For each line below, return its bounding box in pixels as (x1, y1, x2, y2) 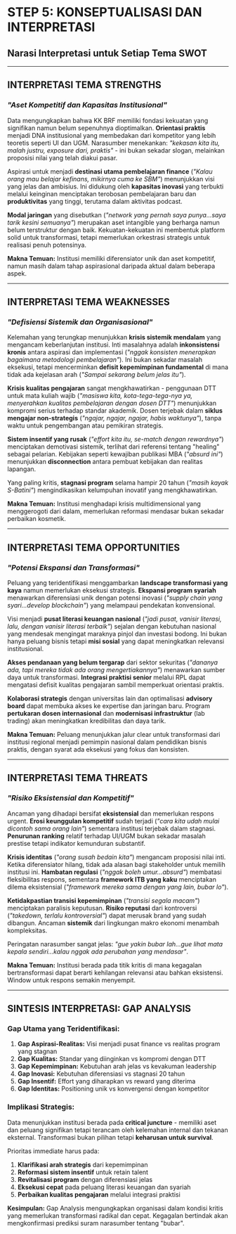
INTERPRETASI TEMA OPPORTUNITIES (7, 541, 181, 553)
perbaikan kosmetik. (7, 515, 67, 523)
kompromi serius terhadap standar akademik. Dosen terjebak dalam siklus (7, 406, 223, 415)
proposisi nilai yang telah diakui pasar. (7, 153, 118, 162)
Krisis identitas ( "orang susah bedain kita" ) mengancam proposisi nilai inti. (7, 852, 226, 861)
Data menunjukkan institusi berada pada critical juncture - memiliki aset (7, 1118, 217, 1126)
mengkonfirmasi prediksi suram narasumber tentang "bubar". (7, 1219, 185, 1227)
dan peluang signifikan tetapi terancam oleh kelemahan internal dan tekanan (7, 1126, 228, 1134)
